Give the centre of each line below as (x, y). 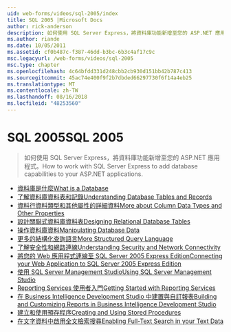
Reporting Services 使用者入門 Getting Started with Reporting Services (116, 288)
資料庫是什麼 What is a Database (63, 188)
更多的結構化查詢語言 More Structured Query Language (95, 238)
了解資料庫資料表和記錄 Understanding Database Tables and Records (114, 197)
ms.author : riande (33, 39)
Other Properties (41, 213)
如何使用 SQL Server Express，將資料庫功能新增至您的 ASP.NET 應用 (122, 157)
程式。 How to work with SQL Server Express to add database (111, 166)
